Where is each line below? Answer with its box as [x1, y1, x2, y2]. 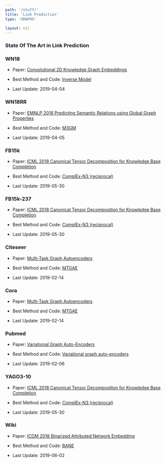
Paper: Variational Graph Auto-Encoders [12, 341, 95, 347]
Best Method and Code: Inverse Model [12, 76, 92, 82]
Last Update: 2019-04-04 [12, 86, 65, 92]
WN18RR [5, 98, 27, 105]
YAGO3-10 [5, 373, 31, 380]
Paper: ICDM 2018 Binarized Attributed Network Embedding [12, 433, 135, 439]
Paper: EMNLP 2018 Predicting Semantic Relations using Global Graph [12, 110, 157, 116]
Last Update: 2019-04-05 [12, 134, 65, 140]
